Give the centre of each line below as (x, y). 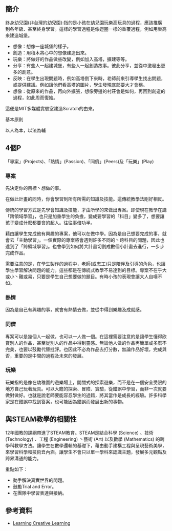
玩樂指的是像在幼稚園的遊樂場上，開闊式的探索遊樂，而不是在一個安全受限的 (86, 382)
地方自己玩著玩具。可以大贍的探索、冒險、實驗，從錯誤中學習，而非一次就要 (86, 388)
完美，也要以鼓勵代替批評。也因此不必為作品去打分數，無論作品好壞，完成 (84, 349)
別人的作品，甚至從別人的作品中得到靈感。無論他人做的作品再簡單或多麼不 (88, 343)
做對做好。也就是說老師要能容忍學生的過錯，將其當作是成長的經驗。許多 (81, 395)
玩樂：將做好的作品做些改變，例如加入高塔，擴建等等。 (71, 59)
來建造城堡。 (19, 35)
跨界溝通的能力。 (23, 458)
